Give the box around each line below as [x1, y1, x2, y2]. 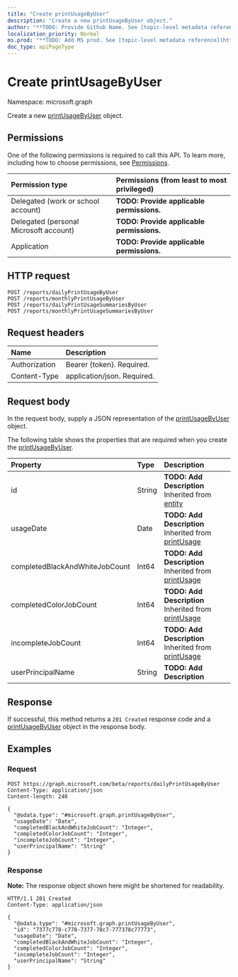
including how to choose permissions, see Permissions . [7, 158, 170, 167]
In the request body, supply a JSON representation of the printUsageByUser [7, 414, 230, 423]
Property [11, 460, 42, 470]
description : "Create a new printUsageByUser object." [7, 17, 173, 24]
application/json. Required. [65, 371, 154, 381]
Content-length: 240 [7, 793, 69, 800]
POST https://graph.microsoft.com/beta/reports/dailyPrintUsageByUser [7, 780, 220, 787]
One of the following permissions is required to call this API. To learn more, [7, 151, 226, 159]
